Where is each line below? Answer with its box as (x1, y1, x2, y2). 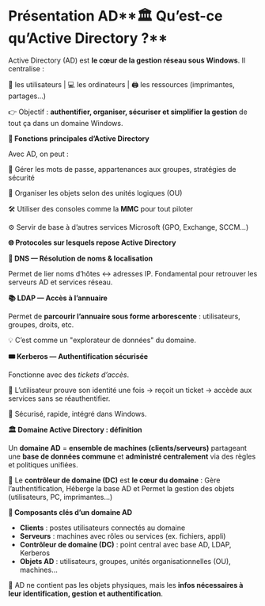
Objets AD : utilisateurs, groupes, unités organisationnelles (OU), (19, 556, 231, 566)
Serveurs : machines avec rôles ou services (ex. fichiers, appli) (19, 531, 226, 540)
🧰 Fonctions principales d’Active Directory (8, 133, 150, 143)
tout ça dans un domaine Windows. (8, 118, 123, 128)
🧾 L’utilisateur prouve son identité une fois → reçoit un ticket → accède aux (8, 385, 252, 394)
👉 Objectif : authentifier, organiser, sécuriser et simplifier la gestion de (8, 107, 248, 116)
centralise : (8, 63, 45, 73)
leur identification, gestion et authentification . (8, 589, 164, 598)
